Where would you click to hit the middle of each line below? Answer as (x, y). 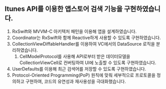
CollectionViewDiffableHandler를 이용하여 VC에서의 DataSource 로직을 (83, 43)
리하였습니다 (24, 50)
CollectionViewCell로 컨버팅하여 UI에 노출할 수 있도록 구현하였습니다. (88, 62)
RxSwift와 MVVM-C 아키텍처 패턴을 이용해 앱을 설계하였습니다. (74, 31)
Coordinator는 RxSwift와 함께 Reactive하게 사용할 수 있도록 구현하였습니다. (86, 37)
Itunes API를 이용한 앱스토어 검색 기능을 (64, 9)
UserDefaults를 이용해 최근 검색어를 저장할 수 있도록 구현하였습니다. (79, 68)
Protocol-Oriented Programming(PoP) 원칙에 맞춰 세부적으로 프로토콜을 (84, 75)
